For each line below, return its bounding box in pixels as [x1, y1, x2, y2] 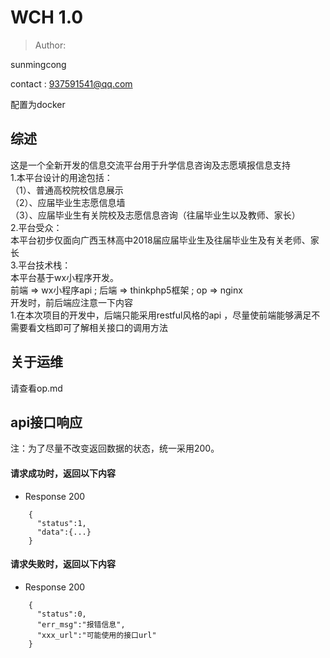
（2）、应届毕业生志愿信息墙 [10, 196, 126, 208]
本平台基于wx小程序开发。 [10, 271, 120, 283]
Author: [34, 39, 67, 51]
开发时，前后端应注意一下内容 [10, 296, 133, 308]
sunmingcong [10, 58, 67, 70]
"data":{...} [36, 527, 92, 537]
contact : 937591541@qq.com [10, 77, 133, 90]
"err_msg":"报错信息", [36, 619, 126, 630]
